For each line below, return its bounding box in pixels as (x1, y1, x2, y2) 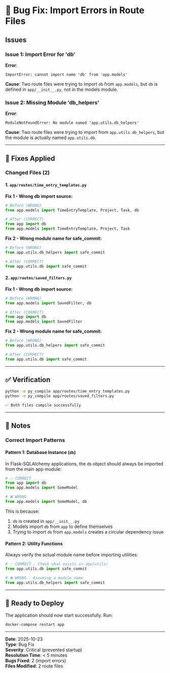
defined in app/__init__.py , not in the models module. (5, 86, 118, 92)
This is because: (5, 508, 39, 514)
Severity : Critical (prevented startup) (5, 647, 82, 653)
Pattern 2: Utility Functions (5, 540, 63, 547)
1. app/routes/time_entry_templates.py (5, 182, 87, 188)
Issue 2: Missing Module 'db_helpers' (5, 99, 100, 106)
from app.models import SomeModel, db (5, 499, 87, 504)
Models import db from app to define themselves (12, 523, 113, 529)
